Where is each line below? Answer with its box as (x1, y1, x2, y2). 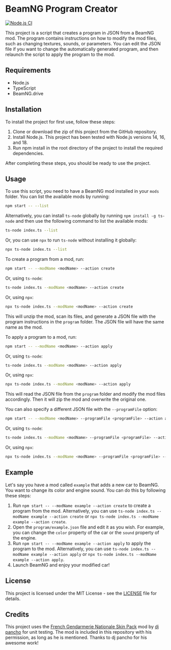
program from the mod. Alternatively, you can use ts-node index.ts (12, 508, 155, 514)
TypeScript (12, 85, 36, 91)
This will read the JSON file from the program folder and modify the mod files (5, 391, 165, 397)
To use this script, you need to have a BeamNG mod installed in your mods (5, 188, 159, 194)
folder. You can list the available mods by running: (5, 194, 110, 200)
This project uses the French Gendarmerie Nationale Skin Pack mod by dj (5, 624, 159, 630)
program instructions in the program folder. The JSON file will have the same (5, 318, 164, 324)
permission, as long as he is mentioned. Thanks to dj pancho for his (5, 634, 147, 641)
